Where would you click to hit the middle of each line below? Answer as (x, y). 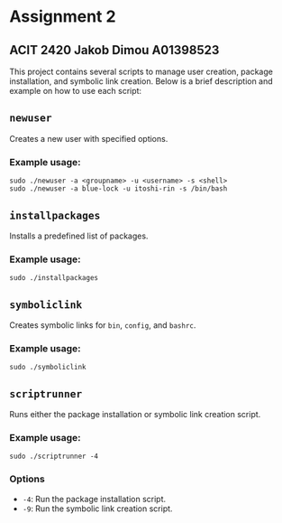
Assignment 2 (63, 17)
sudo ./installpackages (54, 278)
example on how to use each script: (76, 91)
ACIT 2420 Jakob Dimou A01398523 (114, 50)
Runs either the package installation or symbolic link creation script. (135, 415)
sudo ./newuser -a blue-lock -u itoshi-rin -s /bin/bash (118, 189)
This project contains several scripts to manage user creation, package (141, 71)
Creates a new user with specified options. (89, 138)
